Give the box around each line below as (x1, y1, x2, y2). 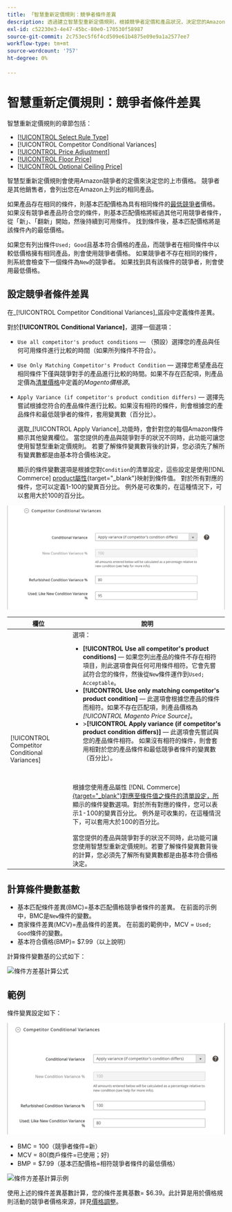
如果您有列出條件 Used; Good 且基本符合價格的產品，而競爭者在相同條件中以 (7, 240, 220, 249)
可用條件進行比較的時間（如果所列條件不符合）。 (23, 346, 160, 354)
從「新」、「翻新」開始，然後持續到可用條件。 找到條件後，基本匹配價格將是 (7, 217, 221, 225)
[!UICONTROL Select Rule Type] (17, 133, 109, 141)
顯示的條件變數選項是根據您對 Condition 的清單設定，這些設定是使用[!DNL (17, 465, 225, 473)
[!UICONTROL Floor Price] (17, 155, 92, 163)
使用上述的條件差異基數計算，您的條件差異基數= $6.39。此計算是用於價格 (7, 1189, 217, 1197)
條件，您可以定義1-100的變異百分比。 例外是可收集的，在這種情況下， (17, 482, 216, 490)
